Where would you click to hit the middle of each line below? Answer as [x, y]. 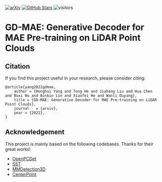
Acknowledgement [35, 132]
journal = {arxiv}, [36, 108]
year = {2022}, [29, 113]
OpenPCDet [24, 158]
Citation [18, 66]
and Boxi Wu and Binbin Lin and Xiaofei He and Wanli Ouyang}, [71, 96]
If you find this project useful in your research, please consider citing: [75, 78]
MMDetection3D [29, 169]
